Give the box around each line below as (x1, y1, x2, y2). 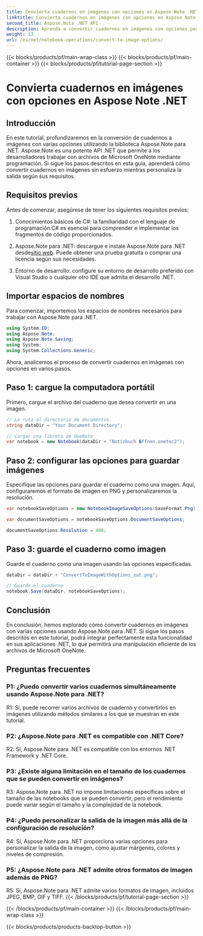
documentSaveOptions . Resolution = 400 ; (6, 527, 107, 533)
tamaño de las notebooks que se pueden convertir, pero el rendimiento (6, 795, 183, 802)
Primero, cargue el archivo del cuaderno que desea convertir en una (6, 398, 176, 406)
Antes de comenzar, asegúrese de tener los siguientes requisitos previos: (6, 206, 189, 213)
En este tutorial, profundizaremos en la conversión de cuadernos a (6, 134, 172, 141)
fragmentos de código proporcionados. (14, 230, 113, 238)
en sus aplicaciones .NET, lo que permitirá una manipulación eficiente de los (6, 640, 196, 648)
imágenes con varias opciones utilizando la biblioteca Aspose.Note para (6, 140, 186, 148)
